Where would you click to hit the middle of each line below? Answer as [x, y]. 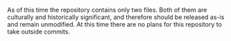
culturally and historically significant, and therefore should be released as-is [116, 17]
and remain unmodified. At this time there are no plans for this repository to [114, 24]
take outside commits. [39, 31]
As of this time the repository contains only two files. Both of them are [107, 10]
